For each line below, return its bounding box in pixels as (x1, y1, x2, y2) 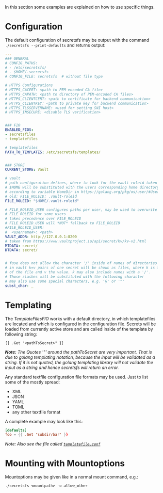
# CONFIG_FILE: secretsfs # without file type (5, 74, 103, 79)
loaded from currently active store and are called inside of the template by (5, 326, 153, 332)
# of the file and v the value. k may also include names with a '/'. (5, 270, 151, 275)
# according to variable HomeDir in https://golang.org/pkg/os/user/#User (5, 189, 160, 194)
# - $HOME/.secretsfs (5, 70, 49, 75)
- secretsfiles (5, 132, 36, 137)
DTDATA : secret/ (5, 248, 38, 253)
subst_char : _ (5, 283, 34, 288)
